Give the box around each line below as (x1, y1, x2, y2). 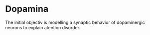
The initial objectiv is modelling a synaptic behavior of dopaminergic (5, 19, 146, 25)
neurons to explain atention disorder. (5, 24, 81, 30)
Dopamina (5, 3, 49, 15)
